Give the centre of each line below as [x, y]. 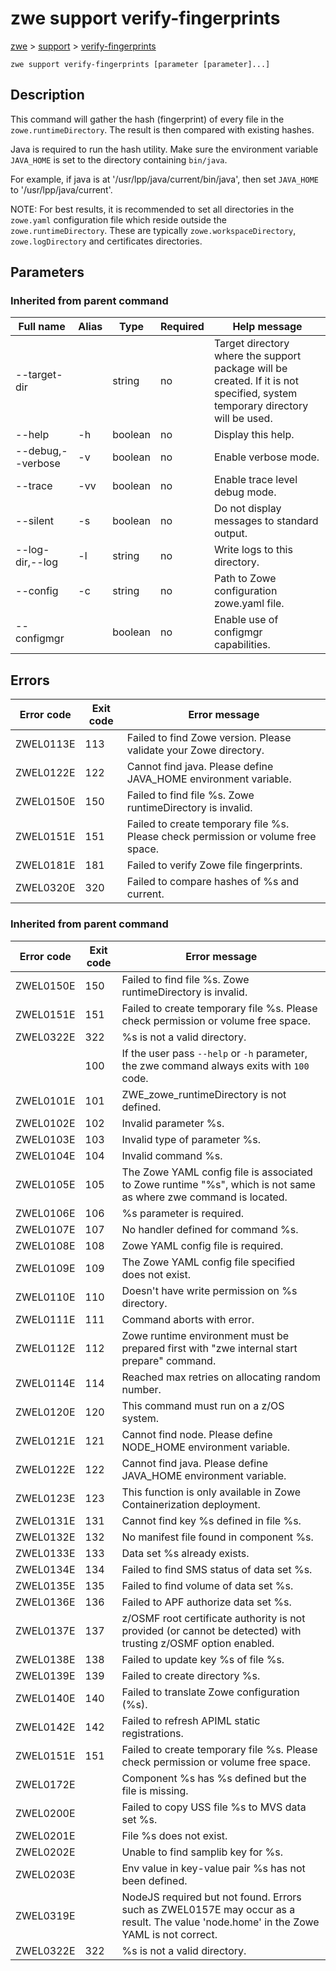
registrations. [152, 1733]
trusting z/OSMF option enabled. [198, 1643]
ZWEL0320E [45, 888]
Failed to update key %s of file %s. [203, 1659]
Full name [42, 327]
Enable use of [246, 620]
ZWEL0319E [45, 1915]
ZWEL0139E [45, 1675]
